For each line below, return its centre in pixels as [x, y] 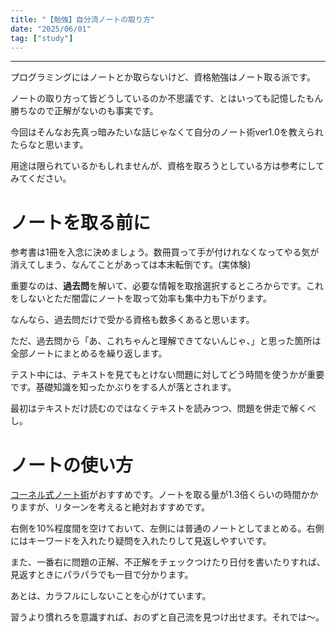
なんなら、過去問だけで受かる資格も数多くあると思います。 [132, 320]
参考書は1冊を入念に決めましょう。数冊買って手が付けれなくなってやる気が [165, 252]
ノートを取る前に [81, 222]
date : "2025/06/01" [51, 29]
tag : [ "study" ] [42, 38]
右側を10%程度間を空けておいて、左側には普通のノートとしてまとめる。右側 [167, 528]
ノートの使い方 [72, 465]
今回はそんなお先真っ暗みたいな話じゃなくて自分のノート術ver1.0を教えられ [167, 132]
